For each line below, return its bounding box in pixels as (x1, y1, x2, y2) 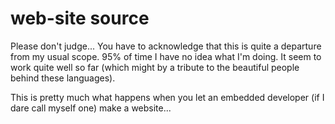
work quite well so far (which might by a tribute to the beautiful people (10, 61, 300, 73)
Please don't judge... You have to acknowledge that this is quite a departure (10, 40, 322, 52)
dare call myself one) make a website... (10, 102, 172, 114)
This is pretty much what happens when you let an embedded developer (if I (10, 91, 325, 103)
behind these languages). (10, 72, 116, 84)
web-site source (10, 7, 150, 30)
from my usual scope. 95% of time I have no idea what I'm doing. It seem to (10, 50, 322, 62)
